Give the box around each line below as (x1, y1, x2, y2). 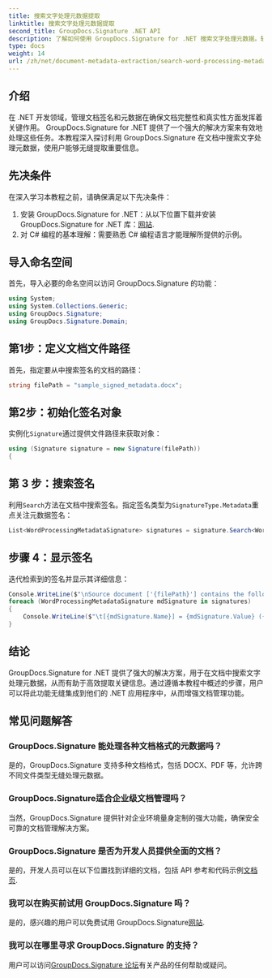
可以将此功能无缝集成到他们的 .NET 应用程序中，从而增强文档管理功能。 (8, 687, 249, 698)
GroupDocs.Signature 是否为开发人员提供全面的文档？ (8, 845, 223, 856)
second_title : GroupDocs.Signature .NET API (8, 27, 161, 35)
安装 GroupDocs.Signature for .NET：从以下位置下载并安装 (19, 209, 216, 219)
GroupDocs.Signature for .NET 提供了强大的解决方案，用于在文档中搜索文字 (8, 667, 261, 678)
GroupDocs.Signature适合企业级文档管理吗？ (8, 793, 188, 804)
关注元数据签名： (15, 510, 73, 519)
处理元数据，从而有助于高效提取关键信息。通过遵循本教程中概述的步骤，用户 (8, 678, 264, 687)
